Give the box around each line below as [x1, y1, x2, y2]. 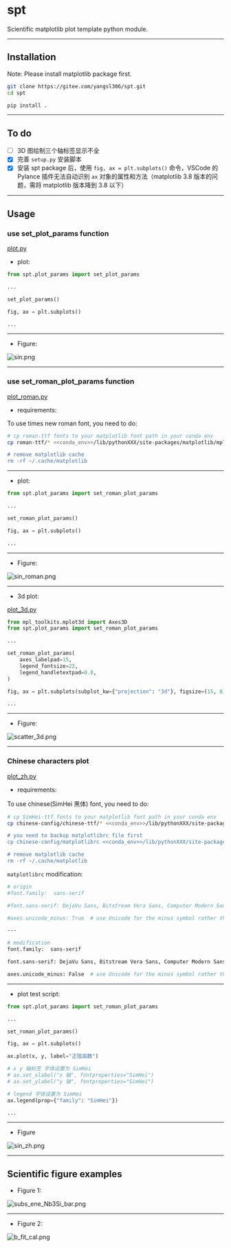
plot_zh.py [7, 772, 36, 781]
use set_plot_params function [7, 228, 109, 238]
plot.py [7, 244, 27, 253]
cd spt [7, 89, 26, 97]
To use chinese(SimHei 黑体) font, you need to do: [7, 799, 149, 808]
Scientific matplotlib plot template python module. [7, 25, 148, 33]
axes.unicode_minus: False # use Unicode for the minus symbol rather [7, 971, 217, 978]
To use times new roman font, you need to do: [7, 419, 137, 427]
